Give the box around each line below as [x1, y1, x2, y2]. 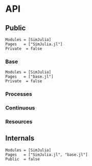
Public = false [5, 156, 40, 162]
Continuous [5, 104, 35, 112]
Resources [5, 118, 33, 125]
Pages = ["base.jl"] [5, 74, 54, 80]
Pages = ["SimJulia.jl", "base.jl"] [5, 152, 88, 157]
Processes [5, 90, 32, 98]
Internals [5, 134, 35, 143]
